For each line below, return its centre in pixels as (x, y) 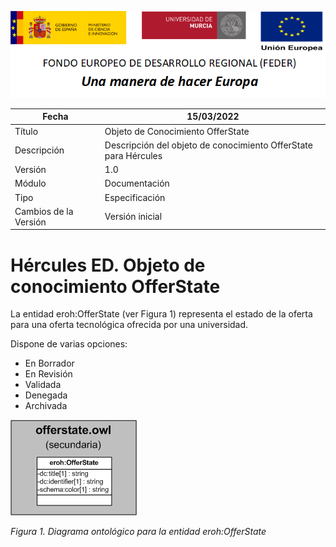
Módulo (30, 183)
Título (26, 131)
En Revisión (48, 374)
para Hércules (133, 155)
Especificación (135, 197)
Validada (43, 385)
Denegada (46, 395)
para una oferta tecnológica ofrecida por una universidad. (129, 325)
